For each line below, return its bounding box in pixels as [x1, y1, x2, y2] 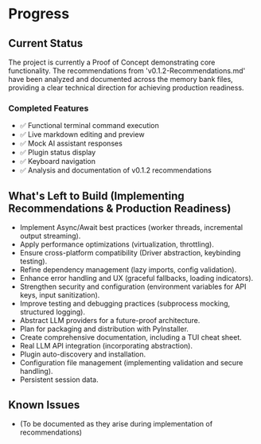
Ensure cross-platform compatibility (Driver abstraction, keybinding [19, 248, 241, 258]
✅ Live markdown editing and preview [19, 130, 145, 139]
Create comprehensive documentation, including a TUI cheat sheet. [19, 333, 243, 342]
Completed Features [8, 103, 89, 114]
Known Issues [8, 398, 80, 411]
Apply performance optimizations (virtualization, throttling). [19, 240, 215, 249]
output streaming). [19, 232, 81, 241]
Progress [8, 5, 70, 23]
